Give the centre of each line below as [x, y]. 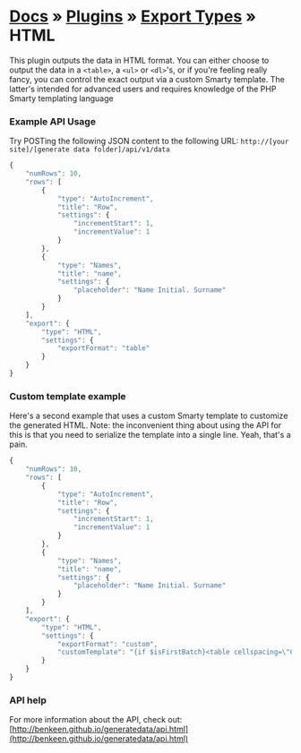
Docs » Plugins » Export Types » [133, 17]
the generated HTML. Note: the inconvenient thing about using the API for [146, 425]
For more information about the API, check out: [96, 720]
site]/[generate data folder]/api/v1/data [90, 150]
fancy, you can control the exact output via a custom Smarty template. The [147, 79]
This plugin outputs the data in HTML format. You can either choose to [139, 60]
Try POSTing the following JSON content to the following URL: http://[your [149, 141]
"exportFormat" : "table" [103, 348]
